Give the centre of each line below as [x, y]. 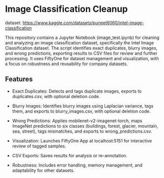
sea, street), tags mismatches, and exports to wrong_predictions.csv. [82, 131]
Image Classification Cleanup [67, 9]
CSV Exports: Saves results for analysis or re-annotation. [70, 155]
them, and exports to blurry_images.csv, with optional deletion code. [81, 111]
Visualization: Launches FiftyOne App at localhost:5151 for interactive [82, 141]
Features [19, 79]
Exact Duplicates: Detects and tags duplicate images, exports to [77, 91]
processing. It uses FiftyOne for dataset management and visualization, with [82, 58]
